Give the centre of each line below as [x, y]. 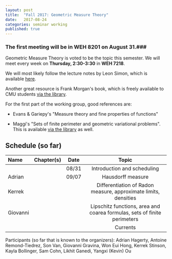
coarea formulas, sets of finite [125, 213]
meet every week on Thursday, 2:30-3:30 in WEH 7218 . [65, 63]
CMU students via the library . [36, 94]
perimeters [125, 219]
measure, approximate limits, [125, 191]
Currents [125, 227]
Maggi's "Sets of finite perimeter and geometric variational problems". [87, 124]
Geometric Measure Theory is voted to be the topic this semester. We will [83, 58]
